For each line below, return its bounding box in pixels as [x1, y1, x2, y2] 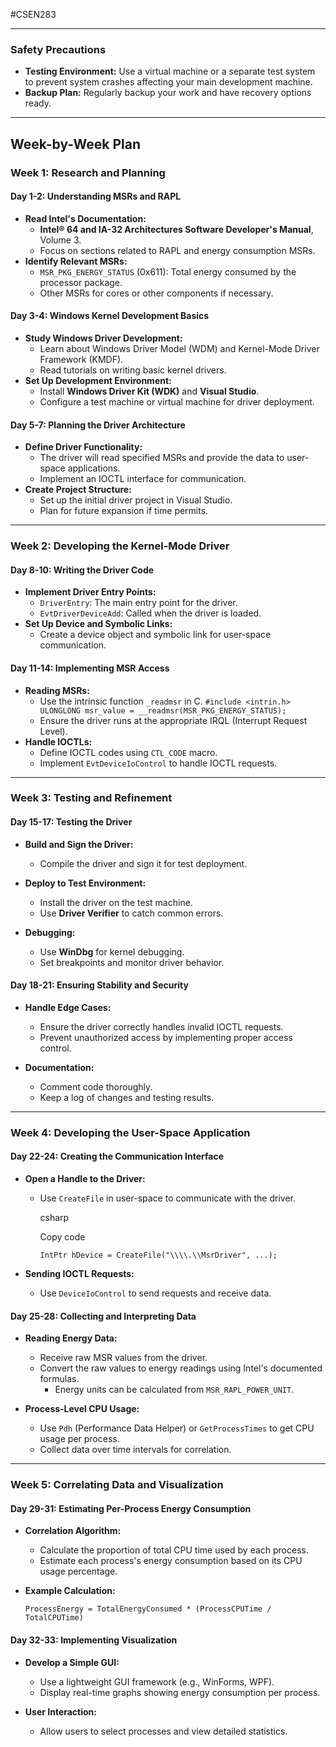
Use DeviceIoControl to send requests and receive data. [39, 1287, 272, 1299]
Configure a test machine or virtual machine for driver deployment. [39, 396, 315, 408]
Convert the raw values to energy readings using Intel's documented [39, 1362, 323, 1374]
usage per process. [39, 1433, 120, 1445]
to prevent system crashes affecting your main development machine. [24, 76, 313, 88]
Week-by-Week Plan [10, 135, 142, 153]
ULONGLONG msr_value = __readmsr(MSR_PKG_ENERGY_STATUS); [39, 705, 287, 716]
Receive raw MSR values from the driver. [39, 1352, 208, 1364]
